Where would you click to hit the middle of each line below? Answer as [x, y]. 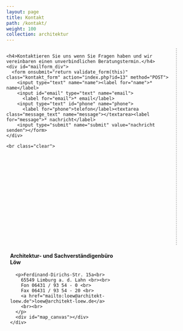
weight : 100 [21, 29]
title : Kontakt [25, 18]
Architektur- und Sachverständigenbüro [62, 255]
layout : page [23, 12]
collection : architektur [37, 34]
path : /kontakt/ [27, 23]
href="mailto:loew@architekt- [67, 296]
